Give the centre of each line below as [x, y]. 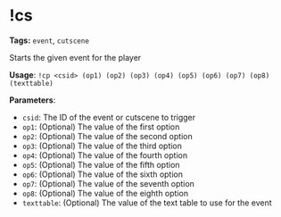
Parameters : [33, 100]
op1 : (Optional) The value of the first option [101, 127]
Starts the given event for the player [75, 57]
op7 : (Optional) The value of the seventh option [108, 183]
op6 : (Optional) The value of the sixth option [102, 174]
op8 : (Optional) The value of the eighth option [105, 193]
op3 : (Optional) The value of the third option [102, 146]
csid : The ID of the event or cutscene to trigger [109, 117]
